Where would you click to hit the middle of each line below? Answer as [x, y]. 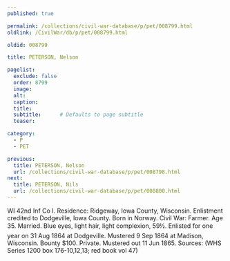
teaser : [25, 122]
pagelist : [21, 70]
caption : [26, 102]
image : [23, 89]
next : [15, 178]
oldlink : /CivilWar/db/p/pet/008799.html [68, 32]
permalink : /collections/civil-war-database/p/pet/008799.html [100, 26]
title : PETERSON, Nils [46, 185]
